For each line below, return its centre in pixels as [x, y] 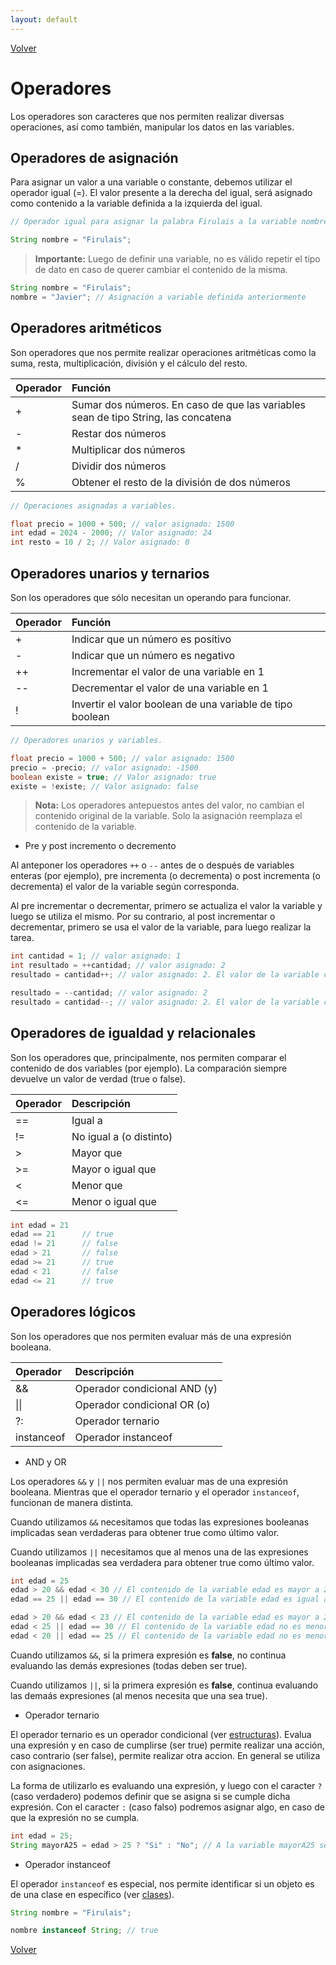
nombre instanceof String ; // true [84, 1931]
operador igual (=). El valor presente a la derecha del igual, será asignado [161, 193]
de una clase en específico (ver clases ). [92, 1894]
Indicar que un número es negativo [153, 655]
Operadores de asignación [94, 157]
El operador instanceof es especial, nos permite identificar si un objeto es [162, 1883]
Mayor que [97, 1153]
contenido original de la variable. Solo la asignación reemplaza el [168, 816]
